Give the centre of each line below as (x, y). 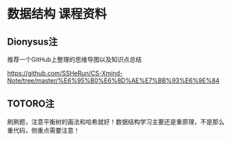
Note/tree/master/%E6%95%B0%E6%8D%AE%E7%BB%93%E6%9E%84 (113, 80)
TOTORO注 (31, 104)
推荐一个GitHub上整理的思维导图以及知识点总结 (74, 59)
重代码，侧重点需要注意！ (43, 130)
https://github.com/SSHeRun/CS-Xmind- (65, 73)
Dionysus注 (32, 42)
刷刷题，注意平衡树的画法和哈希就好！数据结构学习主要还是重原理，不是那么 (116, 122)
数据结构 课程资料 (57, 14)
